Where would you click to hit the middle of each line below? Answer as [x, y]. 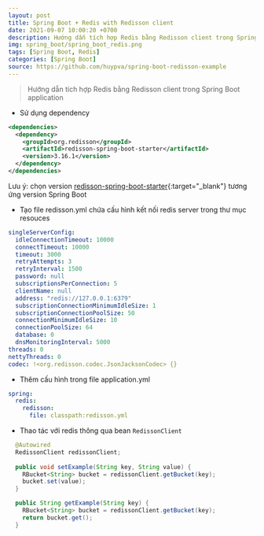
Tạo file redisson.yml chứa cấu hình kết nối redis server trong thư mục [133, 209]
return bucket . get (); [57, 518]
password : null [40, 276]
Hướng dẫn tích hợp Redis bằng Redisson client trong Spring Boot [134, 89]
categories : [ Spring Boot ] [52, 60]
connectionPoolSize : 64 [54, 327]
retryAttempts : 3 [44, 262]
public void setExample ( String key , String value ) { [103, 467]
